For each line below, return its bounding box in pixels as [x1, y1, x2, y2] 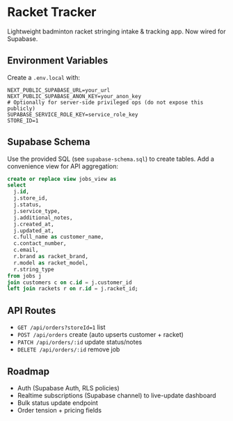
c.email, [13, 246, 39, 254]
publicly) [7, 105, 36, 112]
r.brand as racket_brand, [13, 253, 89, 260]
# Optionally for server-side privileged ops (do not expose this [7, 99, 204, 106]
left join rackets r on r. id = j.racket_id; [7, 285, 138, 292]
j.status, [13, 201, 42, 209]
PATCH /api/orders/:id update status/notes [17, 338, 143, 347]
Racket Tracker [7, 4, 97, 20]
